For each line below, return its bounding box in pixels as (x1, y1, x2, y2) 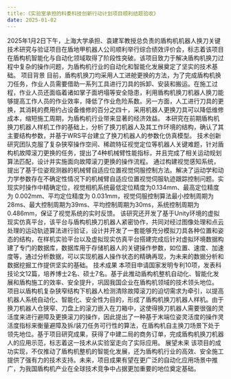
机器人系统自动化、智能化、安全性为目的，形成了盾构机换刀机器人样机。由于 (7, 295, 224, 304)
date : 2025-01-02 (7, 17, 57, 23)
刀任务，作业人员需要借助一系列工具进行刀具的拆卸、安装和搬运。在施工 (7, 79, 212, 88)
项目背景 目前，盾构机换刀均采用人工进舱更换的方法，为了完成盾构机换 (20, 70, 221, 79)
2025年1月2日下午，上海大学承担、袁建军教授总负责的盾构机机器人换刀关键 (7, 36, 221, 45)
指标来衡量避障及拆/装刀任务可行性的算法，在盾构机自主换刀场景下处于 (19, 321, 221, 329)
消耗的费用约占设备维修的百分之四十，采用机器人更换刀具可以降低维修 (25, 105, 224, 114)
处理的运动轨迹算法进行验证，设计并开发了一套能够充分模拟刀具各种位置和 (7, 226, 218, 235)
